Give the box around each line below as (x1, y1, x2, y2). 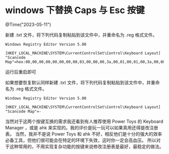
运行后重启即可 (5, 69, 36, 75)
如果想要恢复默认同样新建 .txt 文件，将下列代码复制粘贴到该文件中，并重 (5, 79, 155, 85)
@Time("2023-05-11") (5, 21, 51, 28)
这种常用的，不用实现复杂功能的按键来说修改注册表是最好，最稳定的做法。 (9, 143, 164, 149)
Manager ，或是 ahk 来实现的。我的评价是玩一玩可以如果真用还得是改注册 (5, 124, 158, 130)
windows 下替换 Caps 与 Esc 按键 (5, 5, 145, 16)
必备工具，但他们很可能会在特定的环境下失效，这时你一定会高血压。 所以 (5, 137, 156, 143)
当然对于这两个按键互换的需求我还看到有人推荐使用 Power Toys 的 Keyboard (5, 118, 163, 124)
